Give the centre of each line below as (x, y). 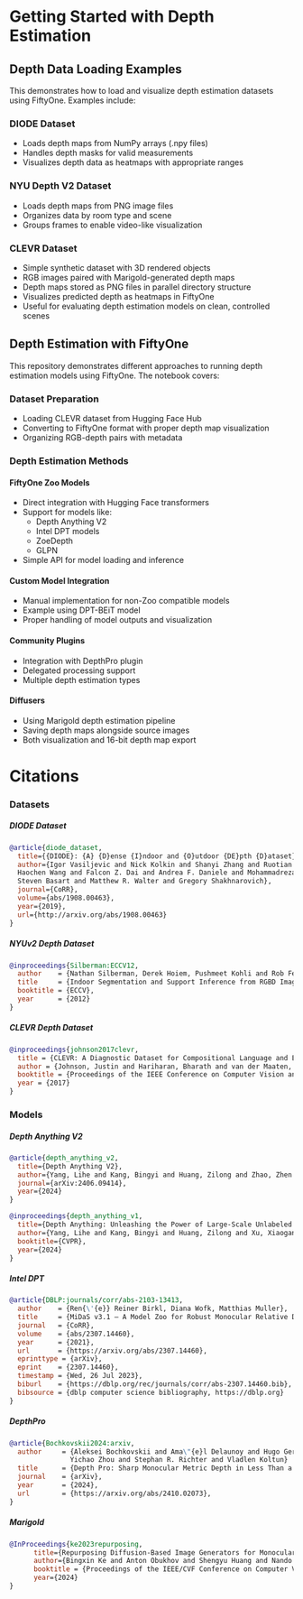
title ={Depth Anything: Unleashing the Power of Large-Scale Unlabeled (155, 1225)
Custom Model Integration (60, 580)
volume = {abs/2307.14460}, (76, 1334)
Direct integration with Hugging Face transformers (116, 503)
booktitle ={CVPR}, (52, 1241)
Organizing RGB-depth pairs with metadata (102, 438)
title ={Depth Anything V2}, (70, 1166)
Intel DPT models (68, 531)
